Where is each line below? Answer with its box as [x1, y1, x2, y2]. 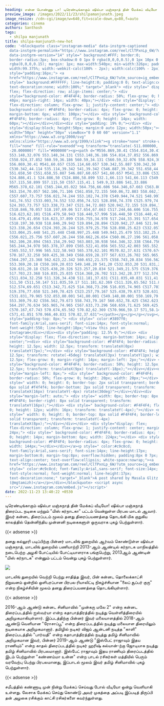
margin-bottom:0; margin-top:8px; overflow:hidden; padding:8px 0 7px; [9, 453, 159, 458]
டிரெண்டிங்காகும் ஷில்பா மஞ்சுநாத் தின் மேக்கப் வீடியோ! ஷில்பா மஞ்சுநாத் [5, 502, 143, 509]
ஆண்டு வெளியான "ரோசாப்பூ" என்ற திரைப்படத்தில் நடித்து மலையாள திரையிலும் [5, 621, 156, 627]
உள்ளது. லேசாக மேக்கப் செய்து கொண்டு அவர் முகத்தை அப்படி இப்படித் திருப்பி [5, 689, 153, 695]
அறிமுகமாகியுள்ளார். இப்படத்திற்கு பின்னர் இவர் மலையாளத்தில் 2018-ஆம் [5, 615, 144, 621]
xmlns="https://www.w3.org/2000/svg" [9, 135, 86, 139]
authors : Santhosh [5, 25, 42, 30]
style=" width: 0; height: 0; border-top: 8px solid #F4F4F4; [9, 412, 139, 417]
